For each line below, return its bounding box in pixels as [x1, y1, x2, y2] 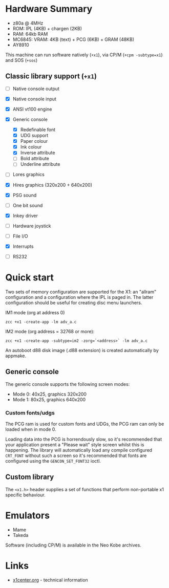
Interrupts [12, 243, 34, 249]
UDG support [20, 133, 49, 139]
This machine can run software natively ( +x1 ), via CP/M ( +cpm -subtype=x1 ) [5, 52, 163, 58]
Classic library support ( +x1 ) [5, 72, 97, 81]
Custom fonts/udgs [5, 409, 55, 416]
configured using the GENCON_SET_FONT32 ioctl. [5, 458, 101, 464]
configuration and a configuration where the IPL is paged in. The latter [5, 294, 154, 300]
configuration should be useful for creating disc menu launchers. [5, 299, 142, 306]
